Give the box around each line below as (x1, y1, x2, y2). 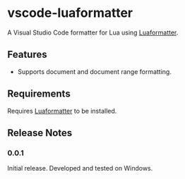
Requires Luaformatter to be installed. (7, 106, 117, 115)
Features (7, 49, 47, 61)
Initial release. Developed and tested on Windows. (7, 164, 153, 173)
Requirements (7, 88, 71, 100)
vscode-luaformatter (7, 5, 133, 21)
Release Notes (7, 127, 73, 139)
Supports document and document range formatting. (17, 67, 172, 75)
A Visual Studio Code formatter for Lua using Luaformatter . (7, 28, 179, 37)
